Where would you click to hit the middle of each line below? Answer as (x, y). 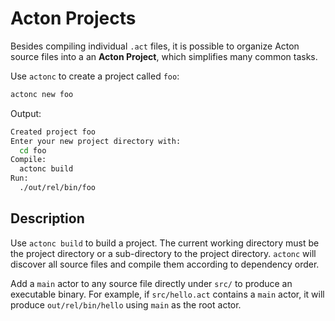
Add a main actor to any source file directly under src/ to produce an (151, 283)
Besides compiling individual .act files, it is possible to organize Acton (155, 46)
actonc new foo (42, 94)
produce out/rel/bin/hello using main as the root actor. (126, 304)
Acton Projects (73, 18)
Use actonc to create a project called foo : (95, 76)
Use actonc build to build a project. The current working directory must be (165, 243)
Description (47, 218)
